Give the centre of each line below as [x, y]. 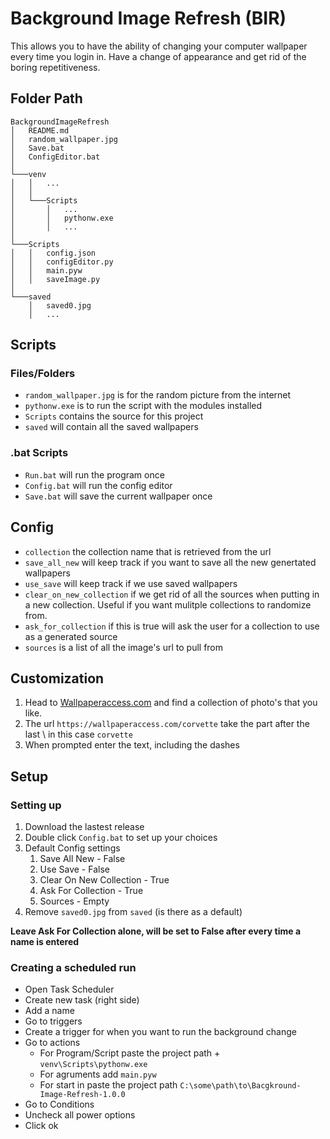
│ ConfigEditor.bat [55, 157]
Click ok [41, 1126]
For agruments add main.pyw [98, 1074]
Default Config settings [72, 848]
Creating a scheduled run [73, 967]
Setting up [36, 805]
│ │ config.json [53, 253]
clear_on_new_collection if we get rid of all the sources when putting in [172, 594]
